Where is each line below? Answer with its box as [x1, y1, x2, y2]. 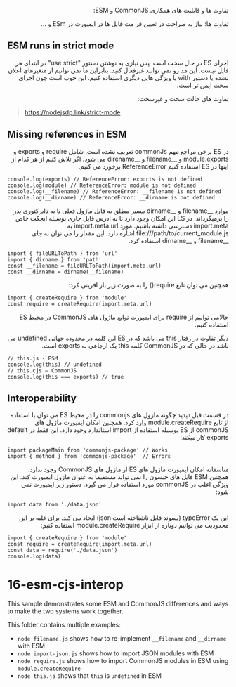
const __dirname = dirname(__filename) [7, 268, 124, 275]
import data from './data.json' [7, 502, 102, 509]
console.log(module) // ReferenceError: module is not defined [7, 182, 197, 189]
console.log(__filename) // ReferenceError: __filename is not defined [7, 188, 221, 195]
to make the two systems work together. [7, 607, 124, 615]
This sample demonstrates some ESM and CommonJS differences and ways [7, 600, 229, 608]
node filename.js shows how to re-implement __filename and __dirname [17, 634, 227, 643]
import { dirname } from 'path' [7, 256, 102, 263]
